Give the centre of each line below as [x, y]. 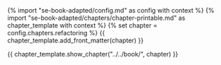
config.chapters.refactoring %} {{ [56, 33]
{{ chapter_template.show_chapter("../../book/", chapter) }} [93, 54]
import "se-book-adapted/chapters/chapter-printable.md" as [96, 18]
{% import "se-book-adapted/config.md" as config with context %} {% [111, 10]
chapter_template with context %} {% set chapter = [83, 25]
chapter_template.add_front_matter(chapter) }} [75, 40]
